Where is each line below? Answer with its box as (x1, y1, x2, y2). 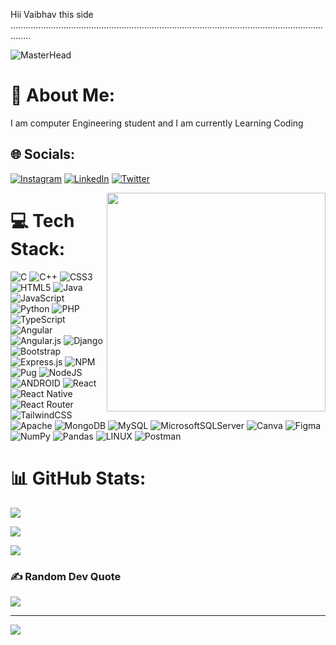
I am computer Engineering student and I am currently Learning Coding (10, 117, 304, 129)
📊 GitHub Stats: (10, 467, 147, 489)
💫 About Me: (10, 84, 116, 107)
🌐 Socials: (10, 146, 76, 163)
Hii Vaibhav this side (10, 9, 94, 20)
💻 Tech (10, 209, 75, 232)
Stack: (10, 237, 66, 260)
